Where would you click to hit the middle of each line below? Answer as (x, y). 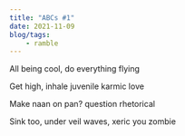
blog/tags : (30, 34)
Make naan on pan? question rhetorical (83, 104)
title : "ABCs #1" (42, 18)
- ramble (42, 43)
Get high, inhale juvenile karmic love (77, 86)
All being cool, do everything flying (75, 69)
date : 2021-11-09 (42, 26)
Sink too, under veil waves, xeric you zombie (93, 121)
